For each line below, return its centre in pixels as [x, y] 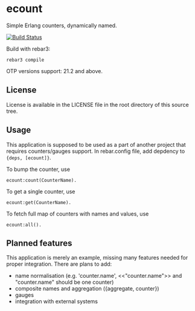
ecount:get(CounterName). [39, 202]
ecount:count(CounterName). [42, 180]
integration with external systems [56, 301]
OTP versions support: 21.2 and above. [54, 71]
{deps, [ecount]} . [29, 157]
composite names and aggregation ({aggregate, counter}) [87, 289]
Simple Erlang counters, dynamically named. [62, 25]
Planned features [39, 243]
